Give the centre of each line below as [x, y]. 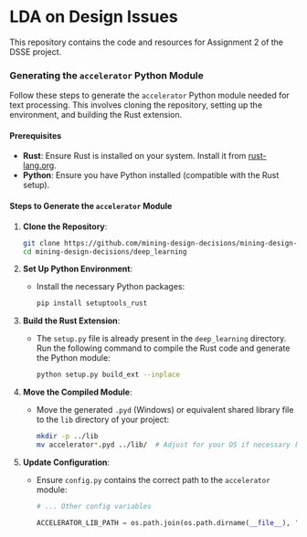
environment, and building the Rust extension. [96, 115]
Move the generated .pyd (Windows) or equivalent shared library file [165, 410]
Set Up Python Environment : [78, 269]
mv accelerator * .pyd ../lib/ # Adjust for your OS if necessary [163, 445]
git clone [42, 243]
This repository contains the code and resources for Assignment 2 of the [147, 42]
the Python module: [74, 358]
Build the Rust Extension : [71, 321]
